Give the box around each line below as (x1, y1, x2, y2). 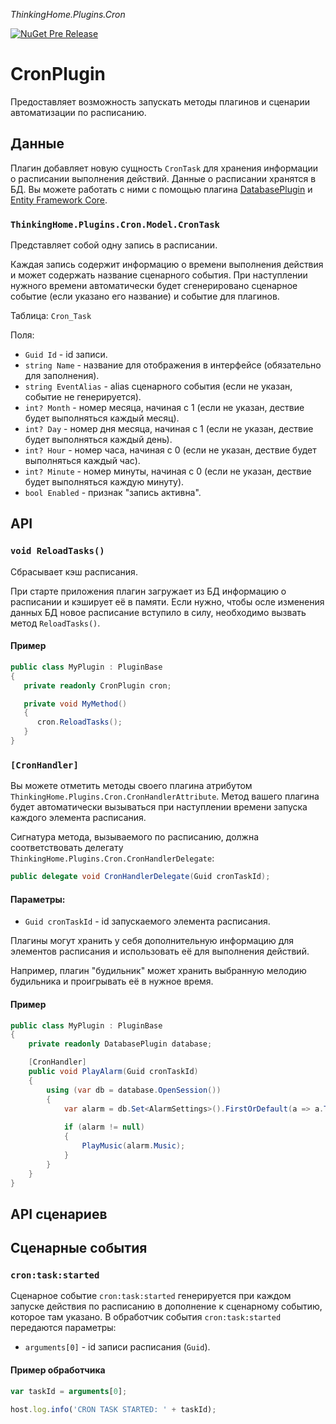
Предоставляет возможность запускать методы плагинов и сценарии (10, 95, 310, 108)
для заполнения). (24, 370, 100, 382)
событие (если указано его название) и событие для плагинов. (10, 290, 280, 303)
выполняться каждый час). (24, 455, 141, 467)
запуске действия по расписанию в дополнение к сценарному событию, (10, 1300, 323, 1313)
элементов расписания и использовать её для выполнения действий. (10, 945, 310, 958)
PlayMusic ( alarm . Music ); (81, 1141, 186, 1151)
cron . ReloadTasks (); (36, 717, 123, 728)
